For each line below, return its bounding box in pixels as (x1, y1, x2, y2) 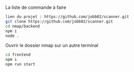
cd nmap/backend (5, 23, 40, 29)
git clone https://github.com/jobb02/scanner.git (5, 19, 114, 24)
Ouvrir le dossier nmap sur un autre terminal (5, 42, 99, 49)
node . (5, 33, 19, 38)
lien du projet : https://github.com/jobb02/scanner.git (5, 14, 129, 19)
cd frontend (5, 52, 31, 58)
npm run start (5, 62, 36, 67)
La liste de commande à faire (5, 5, 66, 10)
